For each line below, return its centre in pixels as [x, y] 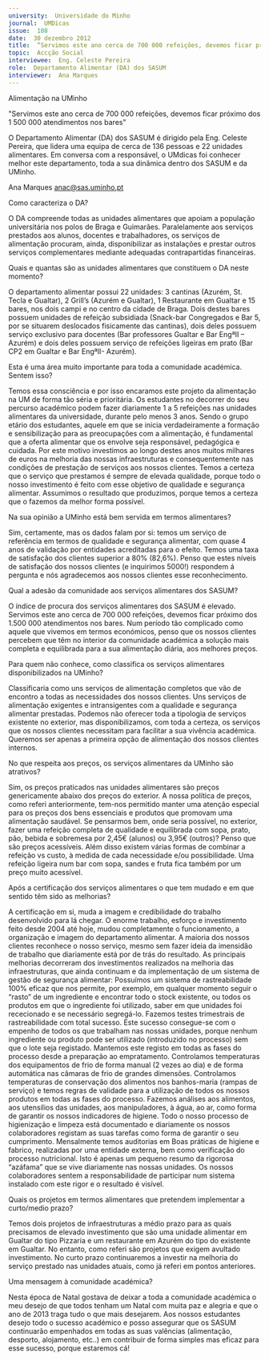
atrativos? [25, 771]
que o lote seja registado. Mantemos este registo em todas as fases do [125, 1048]
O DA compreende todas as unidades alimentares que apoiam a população [132, 218]
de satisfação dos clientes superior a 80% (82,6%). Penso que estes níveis [132, 558]
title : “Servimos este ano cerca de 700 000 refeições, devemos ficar [130, 46]
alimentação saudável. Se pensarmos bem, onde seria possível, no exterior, [133, 821]
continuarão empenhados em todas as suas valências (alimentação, [120, 1331]
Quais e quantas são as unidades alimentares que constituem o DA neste [129, 267]
